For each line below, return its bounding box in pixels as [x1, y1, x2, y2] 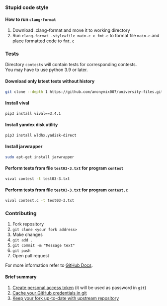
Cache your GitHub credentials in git [12, 290, 87, 296]
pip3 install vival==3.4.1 [5, 111, 61, 116]
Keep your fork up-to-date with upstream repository [12, 295, 119, 302]
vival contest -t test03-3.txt [5, 176, 70, 181]
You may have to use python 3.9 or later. [5, 67, 88, 73]
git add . [12, 238, 33, 243]
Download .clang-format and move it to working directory [12, 27, 130, 33]
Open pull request [12, 253, 50, 259]
